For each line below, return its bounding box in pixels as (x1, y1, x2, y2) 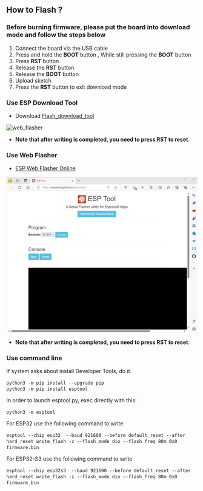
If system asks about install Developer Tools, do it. (6, 368, 132, 375)
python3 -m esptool (6, 410, 56, 416)
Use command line (6, 354, 62, 362)
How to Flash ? (6, 5, 63, 15)
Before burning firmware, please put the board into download (6, 23, 190, 32)
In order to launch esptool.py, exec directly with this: (6, 397, 138, 404)
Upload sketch (15, 77, 52, 84)
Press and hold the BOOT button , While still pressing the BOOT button (15, 51, 191, 58)
